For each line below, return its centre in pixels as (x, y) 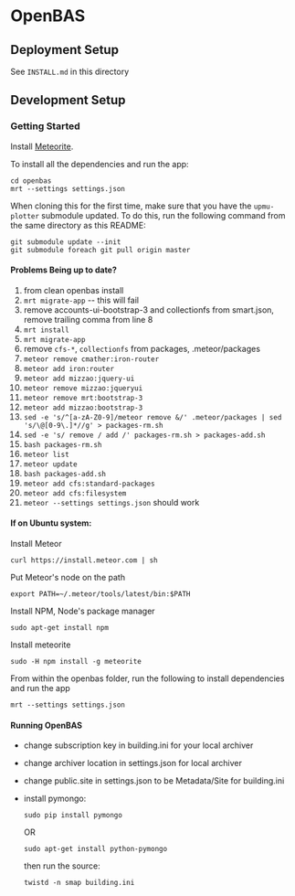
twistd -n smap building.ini (79, 883)
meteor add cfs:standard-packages (89, 484)
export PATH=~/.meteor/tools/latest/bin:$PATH (100, 594)
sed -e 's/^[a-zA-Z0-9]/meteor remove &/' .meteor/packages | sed (153, 417)
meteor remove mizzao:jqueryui (83, 388)
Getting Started (45, 126)
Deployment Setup (65, 50)
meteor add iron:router (69, 368)
